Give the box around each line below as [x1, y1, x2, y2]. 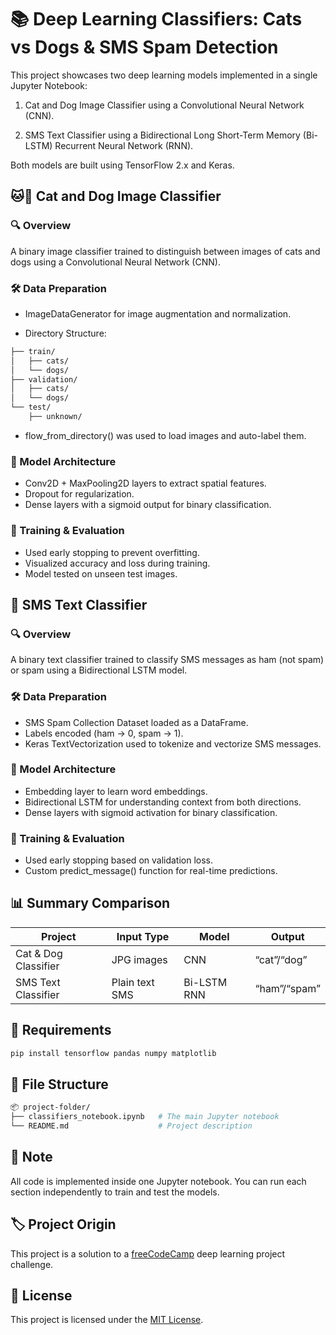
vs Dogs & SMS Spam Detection [10, 36, 279, 59]
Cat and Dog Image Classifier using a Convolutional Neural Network [24, 99, 305, 111]
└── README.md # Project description [10, 1121, 253, 1131]
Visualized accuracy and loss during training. [24, 557, 211, 569]
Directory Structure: [24, 327, 107, 339]
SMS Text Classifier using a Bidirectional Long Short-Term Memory [24, 129, 301, 141]
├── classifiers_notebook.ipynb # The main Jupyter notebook [10, 1112, 280, 1122]
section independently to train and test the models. [10, 1186, 220, 1198]
